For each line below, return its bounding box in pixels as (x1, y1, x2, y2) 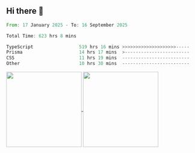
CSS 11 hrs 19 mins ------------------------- (6, 55, 190, 61)
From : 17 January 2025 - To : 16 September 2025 (6, 22, 128, 28)
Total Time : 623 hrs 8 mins (6, 33, 77, 39)
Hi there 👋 (6, 6, 44, 16)
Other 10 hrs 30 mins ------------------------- (6, 61, 190, 67)
